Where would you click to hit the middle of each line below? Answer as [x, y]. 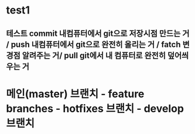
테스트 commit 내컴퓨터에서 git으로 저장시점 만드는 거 [98, 33]
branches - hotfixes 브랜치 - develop [95, 108]
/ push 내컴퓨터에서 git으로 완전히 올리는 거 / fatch [93, 44]
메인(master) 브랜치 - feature [75, 94]
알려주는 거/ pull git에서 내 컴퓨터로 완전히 [94, 56]
